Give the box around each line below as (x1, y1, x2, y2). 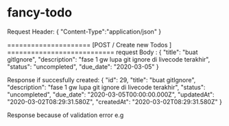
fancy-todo (7, 5, 73, 21)
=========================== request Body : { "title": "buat (7, 48, 198, 56)
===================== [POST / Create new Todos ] (7, 40, 172, 49)
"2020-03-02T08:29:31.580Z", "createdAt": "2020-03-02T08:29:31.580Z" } (7, 97, 223, 105)
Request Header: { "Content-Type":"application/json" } (7, 27, 162, 36)
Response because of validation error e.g (7, 111, 124, 119)
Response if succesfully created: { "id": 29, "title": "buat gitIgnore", (7, 75, 196, 84)
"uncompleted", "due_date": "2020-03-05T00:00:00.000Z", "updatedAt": (7, 90, 215, 99)
